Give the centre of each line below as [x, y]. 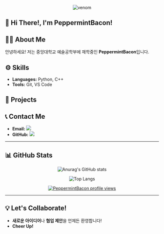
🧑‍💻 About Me [25, 39]
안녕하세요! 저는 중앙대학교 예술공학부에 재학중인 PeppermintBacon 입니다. [77, 52]
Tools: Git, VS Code [32, 85]
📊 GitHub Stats [29, 155]
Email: [19, 129]
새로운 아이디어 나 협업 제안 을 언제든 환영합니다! [57, 220]
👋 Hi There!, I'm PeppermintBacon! [59, 23]
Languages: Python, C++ [38, 79]
